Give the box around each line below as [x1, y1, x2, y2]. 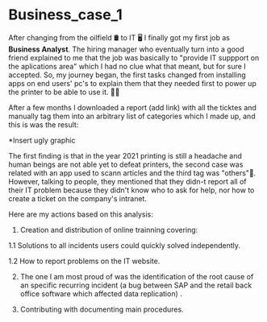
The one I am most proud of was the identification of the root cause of [19, 271, 254, 281]
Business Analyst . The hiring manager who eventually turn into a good [8, 44, 244, 54]
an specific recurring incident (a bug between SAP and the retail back [19, 280, 252, 290]
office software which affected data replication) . [19, 288, 183, 299]
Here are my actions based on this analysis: [8, 209, 153, 219]
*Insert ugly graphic [8, 135, 76, 145]
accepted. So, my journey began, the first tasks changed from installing [8, 70, 246, 80]
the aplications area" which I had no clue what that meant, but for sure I [8, 61, 246, 71]
